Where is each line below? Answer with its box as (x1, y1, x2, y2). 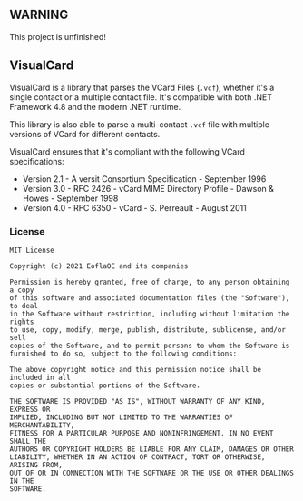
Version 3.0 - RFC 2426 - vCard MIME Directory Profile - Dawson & (22, 183, 275, 194)
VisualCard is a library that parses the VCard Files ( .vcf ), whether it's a (9, 82, 275, 93)
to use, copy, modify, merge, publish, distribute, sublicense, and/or (9, 325, 286, 335)
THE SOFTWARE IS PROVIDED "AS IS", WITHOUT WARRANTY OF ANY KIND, (9, 396, 266, 406)
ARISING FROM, (9, 460, 64, 469)
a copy (9, 286, 34, 295)
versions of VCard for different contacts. (9, 128, 161, 139)
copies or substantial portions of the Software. (9, 381, 201, 390)
